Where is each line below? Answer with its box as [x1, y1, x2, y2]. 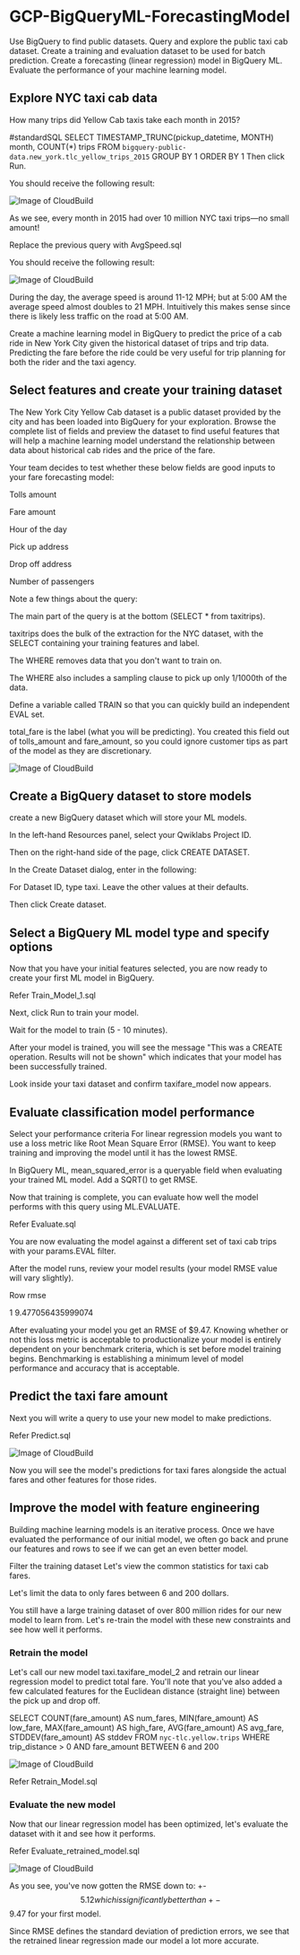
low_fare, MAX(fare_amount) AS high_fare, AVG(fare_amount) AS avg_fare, [9, 1722, 285, 1732]
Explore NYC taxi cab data [9, 91, 159, 106]
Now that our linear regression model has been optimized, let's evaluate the [9, 1819, 288, 1829]
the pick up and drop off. [9, 1695, 100, 1706]
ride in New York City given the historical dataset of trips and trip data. [9, 337, 270, 348]
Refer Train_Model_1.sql [9, 990, 97, 1001]
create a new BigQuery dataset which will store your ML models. [9, 812, 248, 823]
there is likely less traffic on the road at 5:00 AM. [9, 310, 189, 321]
